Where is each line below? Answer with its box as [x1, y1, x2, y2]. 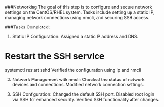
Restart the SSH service [5, 51, 105, 62]
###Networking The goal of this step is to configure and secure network [5, 4, 152, 10]
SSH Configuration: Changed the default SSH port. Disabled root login [12, 91, 155, 97]
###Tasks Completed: [5, 24, 50, 30]
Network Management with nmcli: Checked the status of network [12, 76, 145, 82]
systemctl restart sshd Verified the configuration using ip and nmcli [5, 67, 141, 73]
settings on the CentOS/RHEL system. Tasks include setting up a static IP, [5, 9, 155, 15]
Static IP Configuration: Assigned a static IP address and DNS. [12, 34, 139, 39]
